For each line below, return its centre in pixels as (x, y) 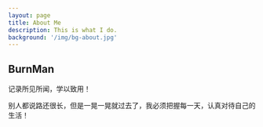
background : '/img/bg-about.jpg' (63, 37)
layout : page (29, 15)
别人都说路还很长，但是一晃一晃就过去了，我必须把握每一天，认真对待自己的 (132, 106)
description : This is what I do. (63, 30)
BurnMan (31, 69)
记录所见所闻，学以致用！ (49, 89)
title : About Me (35, 23)
